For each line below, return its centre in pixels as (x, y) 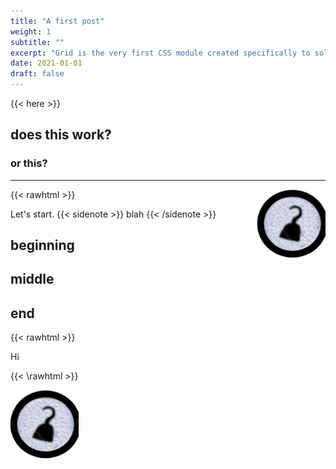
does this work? (61, 135)
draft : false (37, 74)
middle (32, 279)
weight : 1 (31, 31)
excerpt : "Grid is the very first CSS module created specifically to (160, 53)
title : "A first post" (57, 21)
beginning (42, 245)
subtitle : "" (37, 42)
